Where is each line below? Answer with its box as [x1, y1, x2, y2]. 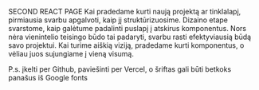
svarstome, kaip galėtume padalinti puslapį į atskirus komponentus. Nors [8, 24, 247, 33]
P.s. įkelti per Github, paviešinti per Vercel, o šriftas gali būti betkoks [8, 65, 232, 74]
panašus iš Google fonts [8, 73, 88, 82]
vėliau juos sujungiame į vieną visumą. [8, 49, 134, 58]
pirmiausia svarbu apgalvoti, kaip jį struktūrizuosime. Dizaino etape [8, 15, 229, 25]
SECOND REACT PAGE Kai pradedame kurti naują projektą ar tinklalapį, [8, 7, 241, 16]
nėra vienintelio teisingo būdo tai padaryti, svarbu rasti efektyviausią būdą [8, 32, 252, 41]
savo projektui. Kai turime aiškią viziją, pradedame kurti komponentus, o [8, 41, 245, 50]
